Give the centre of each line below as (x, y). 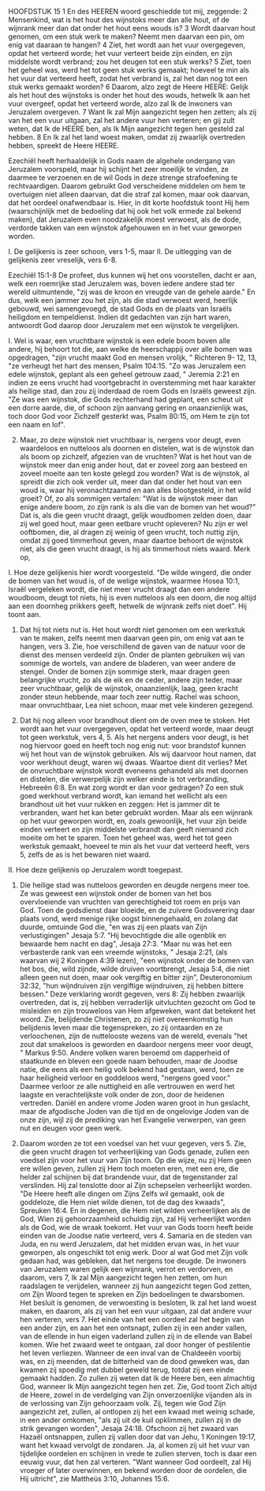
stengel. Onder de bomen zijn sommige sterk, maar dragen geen (125, 671)
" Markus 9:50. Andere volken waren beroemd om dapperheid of (125, 1053)
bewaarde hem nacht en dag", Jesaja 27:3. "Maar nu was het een (126, 944)
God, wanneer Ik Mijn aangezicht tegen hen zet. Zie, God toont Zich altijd (138, 1386)
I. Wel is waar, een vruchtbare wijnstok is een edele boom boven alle (119, 341)
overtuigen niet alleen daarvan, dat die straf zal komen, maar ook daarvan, (129, 194)
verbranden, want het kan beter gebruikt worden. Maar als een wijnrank (136, 813)
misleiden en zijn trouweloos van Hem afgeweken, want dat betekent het (138, 1011)
